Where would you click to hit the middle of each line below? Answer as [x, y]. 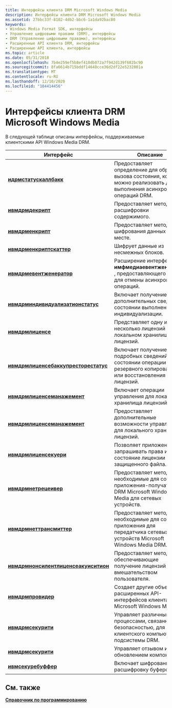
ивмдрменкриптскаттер [39, 249]
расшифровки [132, 210]
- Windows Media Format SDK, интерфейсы [49, 29]
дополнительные [135, 417]
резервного [128, 369]
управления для [134, 396]
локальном [128, 335]
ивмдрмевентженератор [40, 273]
